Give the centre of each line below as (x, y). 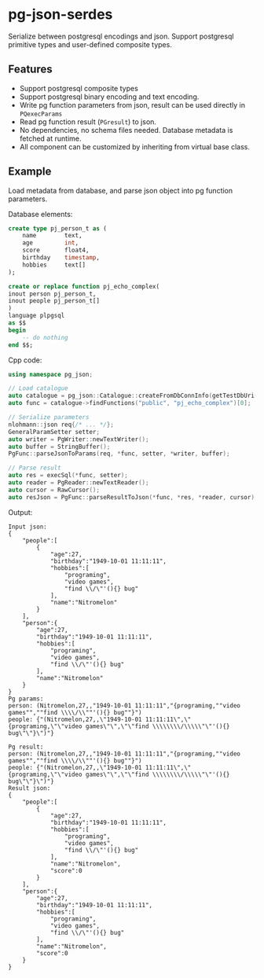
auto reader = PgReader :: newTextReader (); (79, 483)
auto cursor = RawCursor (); (54, 490)
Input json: (27, 527)
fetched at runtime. (50, 138)
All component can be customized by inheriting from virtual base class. (134, 146)
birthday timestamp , (61, 258)
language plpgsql (37, 316)
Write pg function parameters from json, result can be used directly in (132, 105)
